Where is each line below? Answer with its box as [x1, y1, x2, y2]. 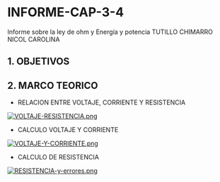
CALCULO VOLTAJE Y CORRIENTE [17, 126, 119, 134]
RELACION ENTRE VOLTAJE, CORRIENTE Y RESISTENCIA [17, 98, 186, 107]
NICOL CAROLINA [7, 35, 60, 43]
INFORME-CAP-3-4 [7, 4, 125, 20]
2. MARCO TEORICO [7, 79, 98, 92]
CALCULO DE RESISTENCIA [17, 153, 99, 162]
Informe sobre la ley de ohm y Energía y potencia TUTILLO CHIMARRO [7, 28, 214, 36]
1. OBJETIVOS [7, 56, 70, 68]
